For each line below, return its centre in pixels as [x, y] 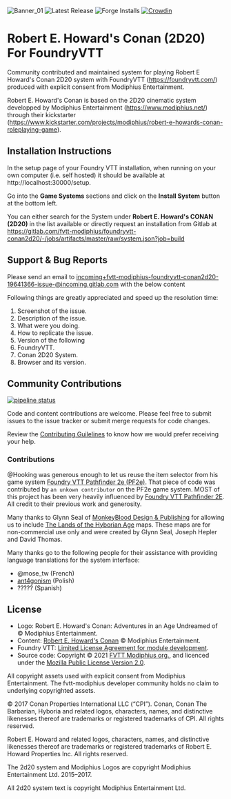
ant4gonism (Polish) [46, 580]
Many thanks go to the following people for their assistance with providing [112, 552]
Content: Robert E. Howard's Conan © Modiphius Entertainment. [109, 640]
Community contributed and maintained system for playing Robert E [103, 72]
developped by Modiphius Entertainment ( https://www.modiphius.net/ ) [108, 108]
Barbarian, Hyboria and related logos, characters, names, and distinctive [110, 711]
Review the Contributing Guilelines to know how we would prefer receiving [113, 434]
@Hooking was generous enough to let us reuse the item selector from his [113, 474]
